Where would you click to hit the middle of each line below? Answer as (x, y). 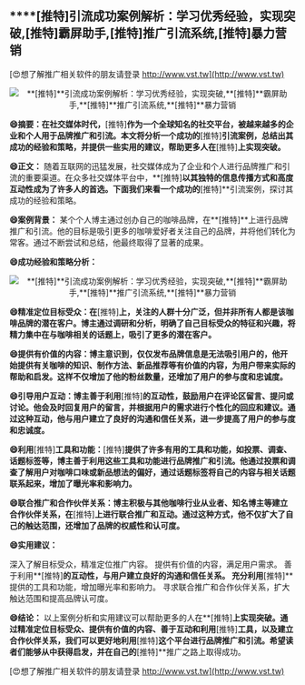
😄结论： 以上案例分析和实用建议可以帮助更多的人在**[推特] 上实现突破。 (145, 618)
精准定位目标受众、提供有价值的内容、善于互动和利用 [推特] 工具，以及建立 (155, 629)
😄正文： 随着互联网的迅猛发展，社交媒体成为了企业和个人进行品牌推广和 (146, 166)
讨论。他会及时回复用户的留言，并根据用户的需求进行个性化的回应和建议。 (148, 407)
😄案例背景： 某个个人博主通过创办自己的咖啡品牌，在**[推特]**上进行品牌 (149, 219)
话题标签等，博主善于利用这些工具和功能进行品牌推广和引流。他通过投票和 (148, 460)
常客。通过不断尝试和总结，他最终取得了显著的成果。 (109, 242)
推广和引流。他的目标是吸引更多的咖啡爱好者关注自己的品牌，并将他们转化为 (152, 231)
